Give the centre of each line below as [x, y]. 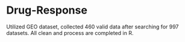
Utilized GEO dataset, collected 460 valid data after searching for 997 [92, 27]
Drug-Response [47, 10]
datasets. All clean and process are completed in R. [70, 33]
